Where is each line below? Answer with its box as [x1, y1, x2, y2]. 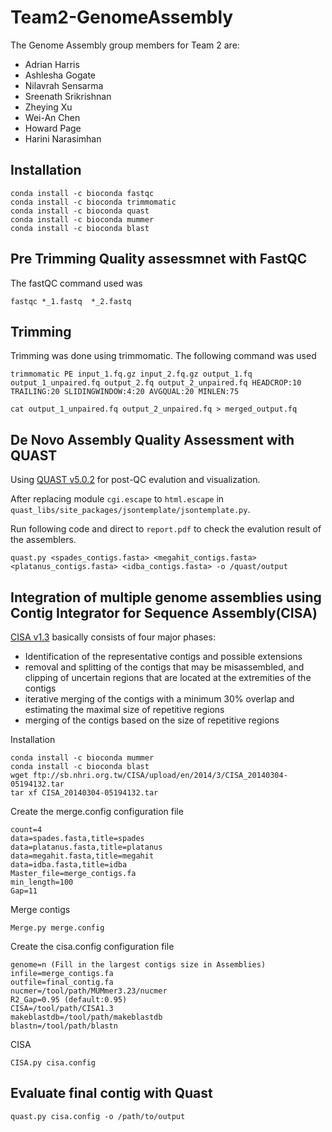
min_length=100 [10, 877, 74, 887]
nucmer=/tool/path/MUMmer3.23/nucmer [10, 986, 168, 996]
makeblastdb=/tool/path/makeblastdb [10, 1012, 163, 1022]
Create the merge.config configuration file [10, 806, 184, 817]
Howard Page [24, 122, 82, 134]
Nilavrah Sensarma [24, 79, 104, 91]
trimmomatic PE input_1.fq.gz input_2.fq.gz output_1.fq [10, 369, 253, 380]
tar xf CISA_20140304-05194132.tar [10, 788, 159, 798]
